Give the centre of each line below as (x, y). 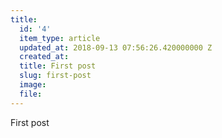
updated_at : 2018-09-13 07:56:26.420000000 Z (116, 47)
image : (33, 85)
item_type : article (60, 38)
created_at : (44, 57)
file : (31, 94)
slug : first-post (55, 76)
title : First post (58, 66)
